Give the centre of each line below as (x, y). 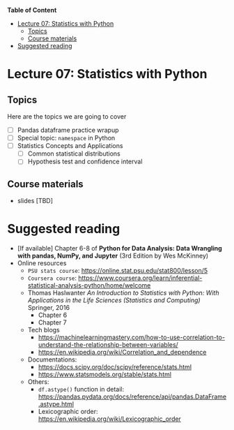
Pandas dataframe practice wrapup (68, 130)
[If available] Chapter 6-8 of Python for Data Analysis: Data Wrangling (120, 249)
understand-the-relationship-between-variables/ (108, 345)
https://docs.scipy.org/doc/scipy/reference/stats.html (115, 367)
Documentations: (52, 359)
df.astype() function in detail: (81, 390)
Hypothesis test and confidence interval (85, 162)
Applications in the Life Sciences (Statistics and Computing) (114, 300)
